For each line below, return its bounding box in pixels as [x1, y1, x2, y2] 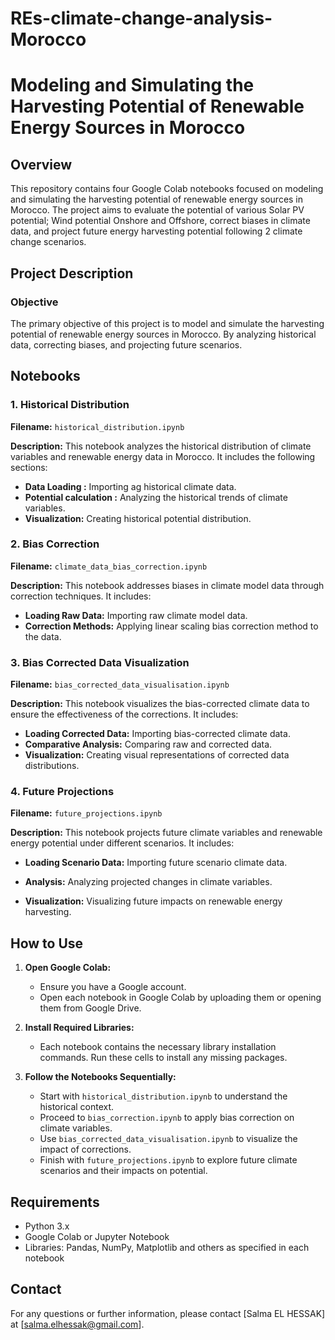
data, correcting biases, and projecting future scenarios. [10, 338, 243, 351]
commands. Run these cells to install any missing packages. [39, 1052, 288, 1064]
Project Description [10, 265, 134, 282]
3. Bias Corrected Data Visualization [10, 655, 190, 669]
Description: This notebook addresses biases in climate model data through [10, 579, 325, 591]
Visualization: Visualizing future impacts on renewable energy [24, 895, 283, 907]
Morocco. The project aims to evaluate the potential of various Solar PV [10, 204, 305, 216]
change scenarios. [10, 236, 87, 248]
